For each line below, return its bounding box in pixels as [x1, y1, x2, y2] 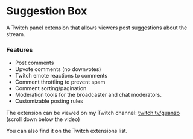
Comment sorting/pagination [14, 85, 87, 92]
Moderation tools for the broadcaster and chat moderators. [14, 91, 162, 99]
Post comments [14, 59, 54, 67]
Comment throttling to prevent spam [14, 78, 106, 85]
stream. [6, 30, 25, 37]
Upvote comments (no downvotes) [14, 66, 101, 73]
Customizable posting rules [14, 97, 83, 105]
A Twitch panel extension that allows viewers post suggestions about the [6, 24, 188, 31]
